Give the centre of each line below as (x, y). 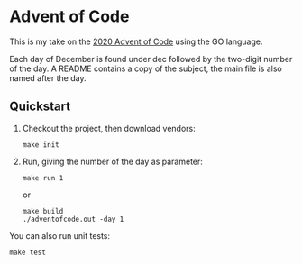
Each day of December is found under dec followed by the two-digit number (151, 59)
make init (41, 145)
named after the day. (48, 77)
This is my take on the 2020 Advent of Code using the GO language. (136, 41)
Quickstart (40, 107)
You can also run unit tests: (60, 235)
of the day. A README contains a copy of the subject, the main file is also (146, 68)
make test (28, 252)
